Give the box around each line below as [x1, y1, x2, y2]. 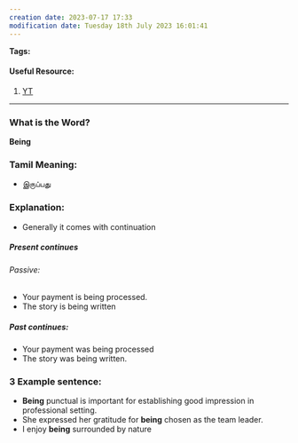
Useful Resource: [9, 66, 74, 76]
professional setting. [21, 405, 98, 415]
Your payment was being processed [21, 344, 154, 355]
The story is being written [21, 301, 117, 312]
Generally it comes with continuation [21, 221, 157, 232]
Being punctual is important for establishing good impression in [21, 396, 255, 407]
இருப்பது [21, 178, 51, 189]
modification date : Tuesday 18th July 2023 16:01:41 [9, 21, 208, 30]
